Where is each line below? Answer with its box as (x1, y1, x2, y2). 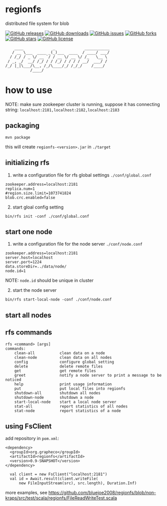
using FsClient (5, 422, 52, 430)
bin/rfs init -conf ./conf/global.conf (5, 214, 90, 219)
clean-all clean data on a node (14, 350, 105, 356)
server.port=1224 (5, 260, 42, 265)
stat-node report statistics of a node (14, 408, 121, 413)
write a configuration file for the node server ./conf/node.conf (12, 241, 143, 247)
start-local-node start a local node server (14, 399, 116, 404)
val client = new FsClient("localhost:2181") (10, 472, 108, 477)
